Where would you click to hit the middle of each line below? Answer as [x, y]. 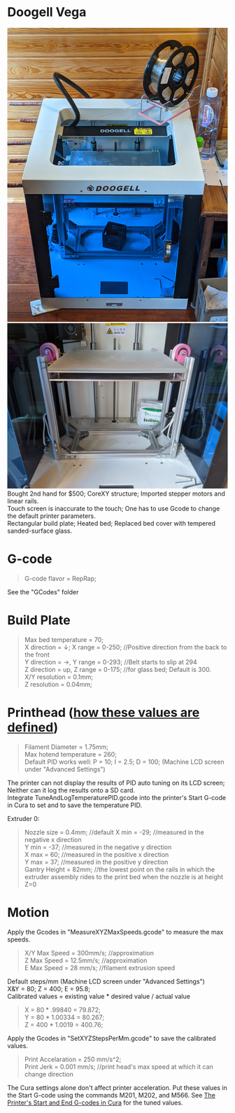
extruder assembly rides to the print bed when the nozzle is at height [124, 876]
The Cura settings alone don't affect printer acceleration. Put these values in [117, 1087]
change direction [49, 1074]
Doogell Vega [47, 12]
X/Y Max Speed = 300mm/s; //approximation [89, 953]
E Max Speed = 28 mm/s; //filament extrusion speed [100, 967]
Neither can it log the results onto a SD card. [71, 790]
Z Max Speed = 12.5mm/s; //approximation [86, 960]
